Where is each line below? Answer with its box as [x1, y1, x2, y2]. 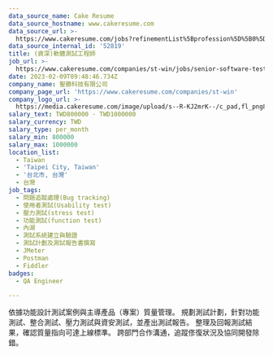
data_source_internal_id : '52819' [8, 42, 126, 50]
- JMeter [15, 247, 45, 255]
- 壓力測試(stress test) [15, 208, 95, 217]
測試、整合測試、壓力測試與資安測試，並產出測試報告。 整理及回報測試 [8, 318, 245, 327]
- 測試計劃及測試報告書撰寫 [15, 239, 96, 248]
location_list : [8, 148, 60, 156]
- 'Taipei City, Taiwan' [15, 164, 100, 172]
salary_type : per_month [8, 125, 89, 134]
